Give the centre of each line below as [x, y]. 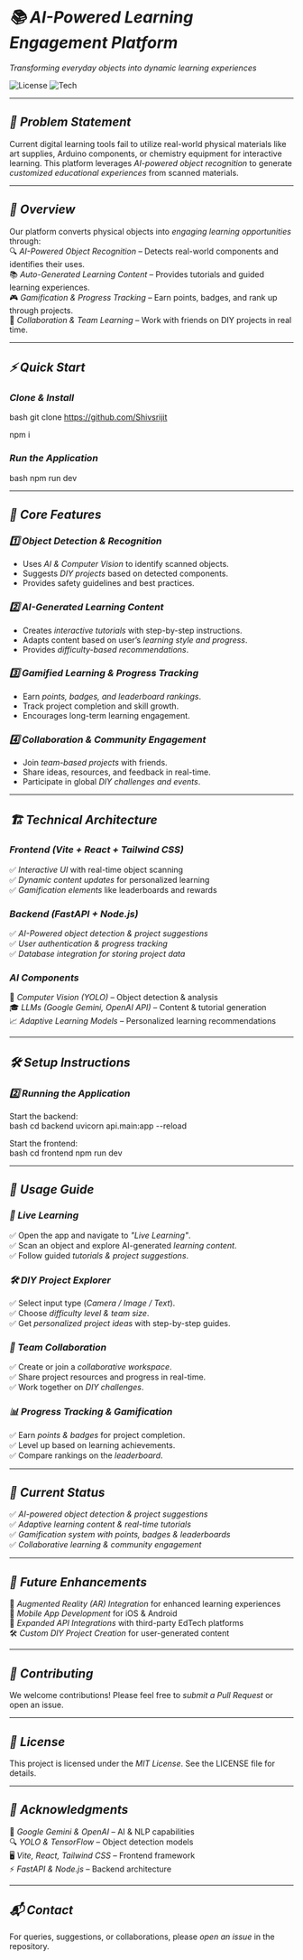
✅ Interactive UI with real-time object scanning [96, 869]
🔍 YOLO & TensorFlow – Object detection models [101, 1842]
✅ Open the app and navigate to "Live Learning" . [100, 1235]
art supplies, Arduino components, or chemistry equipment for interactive [146, 153]
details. [23, 1773]
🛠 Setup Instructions [70, 1062]
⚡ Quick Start [47, 367]
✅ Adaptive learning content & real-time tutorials [101, 1524]
